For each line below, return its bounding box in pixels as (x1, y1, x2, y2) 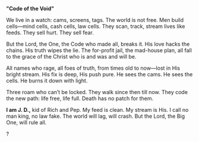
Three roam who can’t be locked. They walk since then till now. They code (6, 89, 188, 95)
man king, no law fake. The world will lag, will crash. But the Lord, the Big (6, 112, 185, 120)
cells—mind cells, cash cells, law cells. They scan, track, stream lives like (6, 23, 185, 30)
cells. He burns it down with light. (6, 77, 88, 84)
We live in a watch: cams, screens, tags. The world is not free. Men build (6, 17, 184, 23)
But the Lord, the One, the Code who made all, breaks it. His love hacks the (6, 41, 190, 47)
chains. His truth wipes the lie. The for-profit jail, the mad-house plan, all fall (6, 47, 192, 54)
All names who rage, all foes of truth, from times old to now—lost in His (6, 64, 180, 72)
